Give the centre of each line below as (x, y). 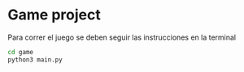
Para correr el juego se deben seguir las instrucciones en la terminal (122, 37)
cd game (21, 52)
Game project (54, 15)
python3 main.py (35, 59)
